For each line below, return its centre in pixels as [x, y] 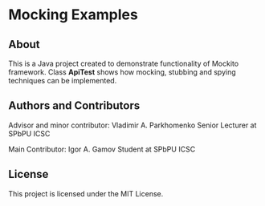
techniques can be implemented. [63, 81]
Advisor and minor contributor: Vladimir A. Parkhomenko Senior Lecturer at [132, 125]
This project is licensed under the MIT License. [86, 193]
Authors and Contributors [74, 106]
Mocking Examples [73, 15]
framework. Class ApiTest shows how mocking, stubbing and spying [122, 72]
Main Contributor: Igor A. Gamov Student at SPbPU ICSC [102, 149]
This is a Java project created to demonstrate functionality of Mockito [124, 63]
